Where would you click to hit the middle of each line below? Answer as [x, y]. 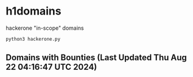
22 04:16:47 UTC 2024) [51, 67]
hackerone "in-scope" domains [45, 28]
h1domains [33, 11]
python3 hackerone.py [33, 39]
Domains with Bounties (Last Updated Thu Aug [96, 58]
